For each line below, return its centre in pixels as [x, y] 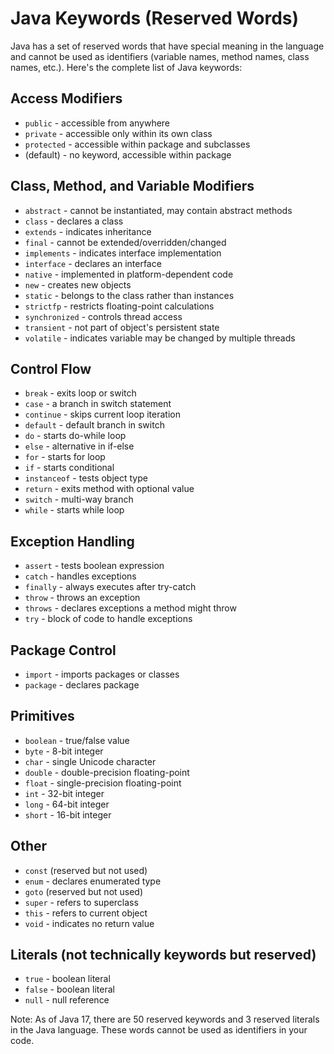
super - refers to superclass [81, 902]
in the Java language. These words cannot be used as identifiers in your [159, 1030]
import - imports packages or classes [102, 674]
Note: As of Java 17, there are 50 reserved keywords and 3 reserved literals [165, 1019]
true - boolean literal [67, 979]
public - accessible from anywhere [97, 123]
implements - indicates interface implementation [123, 253]
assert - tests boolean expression [94, 566]
